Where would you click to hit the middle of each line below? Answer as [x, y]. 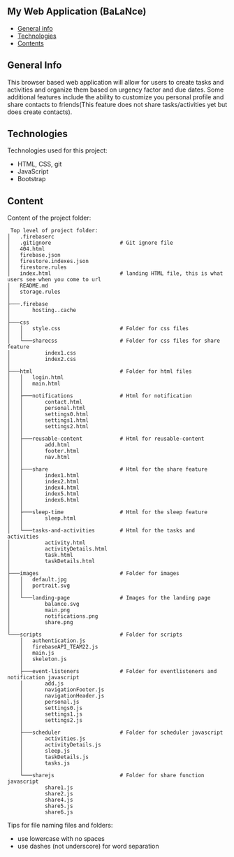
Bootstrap [31, 179]
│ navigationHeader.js [62, 696]
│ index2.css [42, 360]
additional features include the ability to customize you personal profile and [116, 97]
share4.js [59, 800]
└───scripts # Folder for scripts [95, 635]
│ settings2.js [51, 721]
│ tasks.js [45, 763]
